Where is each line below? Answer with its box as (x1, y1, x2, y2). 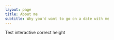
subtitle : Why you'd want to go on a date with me (5, 16, 110, 21)
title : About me (5, 12, 38, 17)
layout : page (5, 7, 32, 12)
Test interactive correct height (5, 30, 65, 36)
